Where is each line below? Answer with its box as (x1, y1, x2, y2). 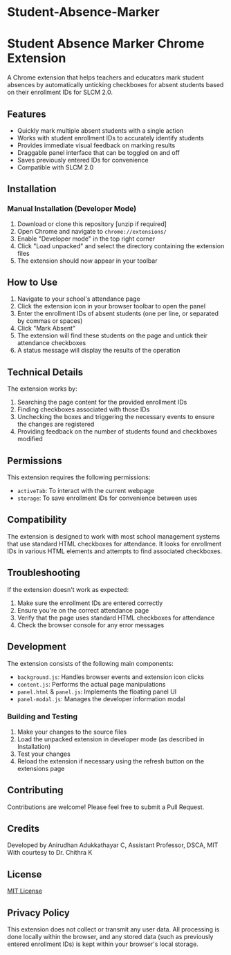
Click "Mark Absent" (17, 324, 76, 333)
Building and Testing (7, 712, 78, 721)
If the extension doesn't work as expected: (7, 585, 129, 593)
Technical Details (7, 366, 84, 378)
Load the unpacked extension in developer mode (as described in (17, 734, 205, 743)
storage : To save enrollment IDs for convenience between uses (17, 494, 198, 502)
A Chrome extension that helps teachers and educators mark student (7, 73, 204, 82)
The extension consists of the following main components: (7, 659, 174, 667)
